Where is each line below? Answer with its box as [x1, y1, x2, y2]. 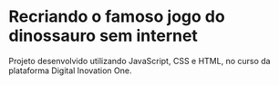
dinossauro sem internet [8, 25, 198, 46]
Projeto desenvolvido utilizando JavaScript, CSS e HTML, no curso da [8, 55, 271, 66]
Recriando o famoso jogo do [8, 6, 225, 27]
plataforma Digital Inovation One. [8, 65, 132, 76]
